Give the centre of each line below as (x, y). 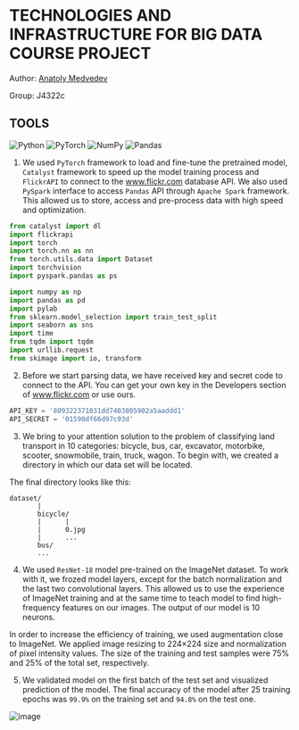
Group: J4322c (37, 95)
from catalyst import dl (55, 226)
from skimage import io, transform (75, 358)
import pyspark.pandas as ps (63, 276)
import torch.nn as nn (51, 251)
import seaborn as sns (51, 325)
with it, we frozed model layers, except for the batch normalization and (152, 579)
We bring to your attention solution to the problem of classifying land (148, 436)
